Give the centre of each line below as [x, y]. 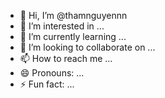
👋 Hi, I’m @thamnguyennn [73, 15]
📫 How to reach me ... [66, 58]
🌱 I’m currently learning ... [73, 36]
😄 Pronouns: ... [52, 73]
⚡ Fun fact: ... [47, 84]
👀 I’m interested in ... [62, 26]
